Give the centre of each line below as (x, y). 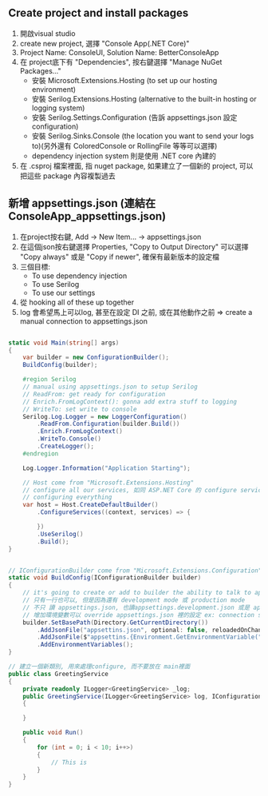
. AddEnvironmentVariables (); (85, 645)
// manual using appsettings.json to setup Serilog (110, 387)
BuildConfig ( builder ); (60, 365)
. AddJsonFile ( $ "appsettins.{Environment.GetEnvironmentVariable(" (150, 637)
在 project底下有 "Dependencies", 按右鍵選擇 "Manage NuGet (121, 62)
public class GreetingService (59, 674)
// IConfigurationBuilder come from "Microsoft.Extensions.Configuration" (135, 571)
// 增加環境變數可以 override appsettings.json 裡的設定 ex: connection (139, 615)
